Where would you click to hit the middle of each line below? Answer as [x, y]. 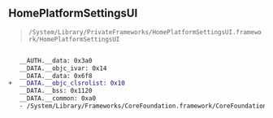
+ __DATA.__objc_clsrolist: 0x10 [67, 83]
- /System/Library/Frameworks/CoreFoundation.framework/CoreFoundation [143, 106]
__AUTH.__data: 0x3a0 [56, 60]
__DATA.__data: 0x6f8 [56, 76]
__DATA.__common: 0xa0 [57, 98]
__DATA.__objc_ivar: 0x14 [63, 68]
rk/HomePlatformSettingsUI [74, 39]
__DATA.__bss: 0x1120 [56, 91]
